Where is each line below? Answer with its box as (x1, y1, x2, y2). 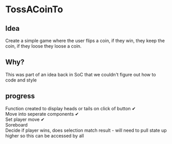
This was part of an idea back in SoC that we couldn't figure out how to (5, 71, 156, 77)
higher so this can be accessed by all (5, 132, 84, 139)
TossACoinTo (5, 4, 63, 15)
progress (5, 92, 35, 100)
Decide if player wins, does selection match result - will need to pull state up (5, 127, 167, 133)
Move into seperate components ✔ (5, 111, 79, 117)
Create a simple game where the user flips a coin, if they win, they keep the (5, 37, 165, 44)
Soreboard (5, 121, 28, 128)
